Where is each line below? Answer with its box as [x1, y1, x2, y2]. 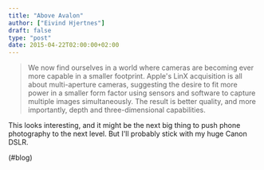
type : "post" [8, 33, 52, 42]
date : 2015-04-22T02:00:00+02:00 [8, 41, 120, 49]
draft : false [8, 26, 52, 34]
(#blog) [8, 153, 33, 163]
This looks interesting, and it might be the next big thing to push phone [8, 121, 241, 130]
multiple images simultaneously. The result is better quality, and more [27, 97, 257, 106]
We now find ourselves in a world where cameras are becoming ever [27, 63, 254, 72]
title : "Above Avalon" [8, 11, 84, 20]
